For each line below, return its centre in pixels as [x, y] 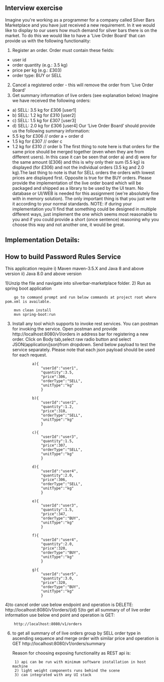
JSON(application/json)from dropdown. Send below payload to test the [84, 345]
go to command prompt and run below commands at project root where [85, 298]
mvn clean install [33, 310]
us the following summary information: [51, 131]
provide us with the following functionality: [48, 41]
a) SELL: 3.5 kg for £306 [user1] [44, 110]
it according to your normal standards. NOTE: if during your [72, 203]
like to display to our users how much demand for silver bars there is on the [81, 30]
